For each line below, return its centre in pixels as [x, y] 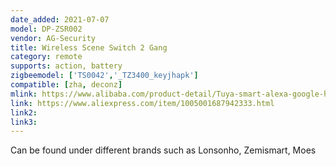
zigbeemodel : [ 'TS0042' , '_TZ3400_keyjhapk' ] [104, 76]
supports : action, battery [66, 66]
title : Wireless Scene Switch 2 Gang [89, 47]
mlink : [24, 94]
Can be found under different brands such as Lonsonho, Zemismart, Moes [163, 150]
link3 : [24, 122]
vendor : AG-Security [53, 38]
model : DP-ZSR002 [46, 29]
